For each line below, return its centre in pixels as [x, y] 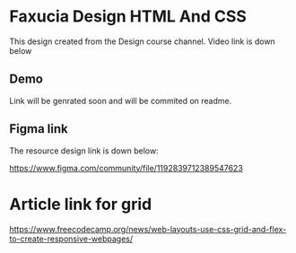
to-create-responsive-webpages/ [71, 239]
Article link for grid [81, 204]
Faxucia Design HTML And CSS [128, 17]
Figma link [39, 129]
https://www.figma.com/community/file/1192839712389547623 [126, 168]
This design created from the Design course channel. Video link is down [142, 41]
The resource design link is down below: [84, 151]
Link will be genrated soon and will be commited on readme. [121, 100]
